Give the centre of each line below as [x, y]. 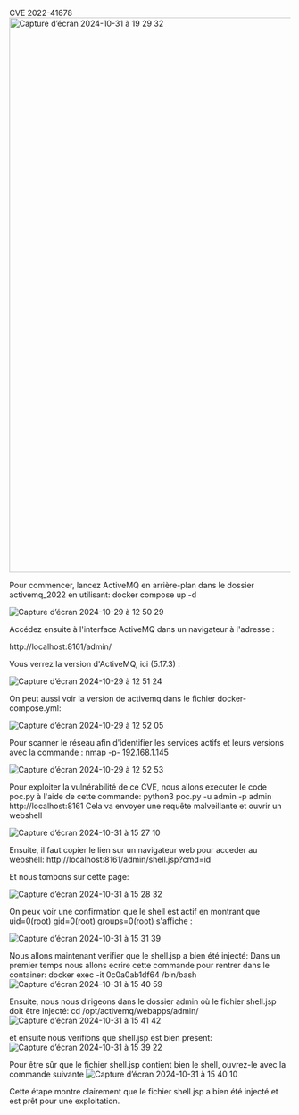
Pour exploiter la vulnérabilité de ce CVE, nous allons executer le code [138, 787]
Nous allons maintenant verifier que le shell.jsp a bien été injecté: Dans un [145, 955]
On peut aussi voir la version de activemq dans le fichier [112, 698]
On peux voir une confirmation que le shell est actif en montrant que [135, 912]
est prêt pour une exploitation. [65, 1101]
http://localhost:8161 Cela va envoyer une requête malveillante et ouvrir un [146, 806]
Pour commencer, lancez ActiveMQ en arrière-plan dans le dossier [132, 585]
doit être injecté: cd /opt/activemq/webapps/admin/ [104, 1011]
